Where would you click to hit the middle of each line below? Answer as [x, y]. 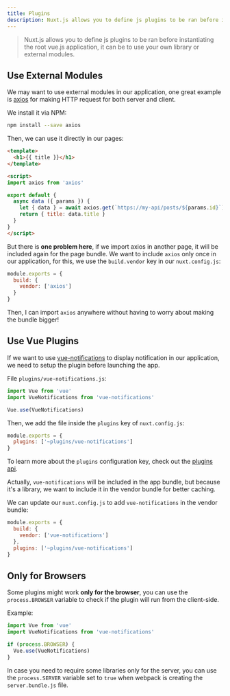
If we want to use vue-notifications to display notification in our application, [114, 357]
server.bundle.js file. [38, 685]
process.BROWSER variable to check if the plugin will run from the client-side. [113, 600]
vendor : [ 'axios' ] [46, 287]
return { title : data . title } [63, 214]
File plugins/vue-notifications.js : [57, 378]
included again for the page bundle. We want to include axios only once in [112, 254]
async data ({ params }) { [52, 201]
